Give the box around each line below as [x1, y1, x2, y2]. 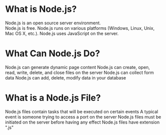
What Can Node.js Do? [5, 48, 100, 59]
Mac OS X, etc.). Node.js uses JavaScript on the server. [5, 30, 119, 36]
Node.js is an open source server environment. [5, 20, 101, 26]
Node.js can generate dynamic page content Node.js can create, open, [5, 64, 150, 70]
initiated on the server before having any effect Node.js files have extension [5, 119, 160, 125]
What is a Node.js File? [5, 92, 101, 104]
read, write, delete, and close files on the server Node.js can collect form [5, 69, 154, 75]
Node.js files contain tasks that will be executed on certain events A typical [5, 108, 159, 115]
